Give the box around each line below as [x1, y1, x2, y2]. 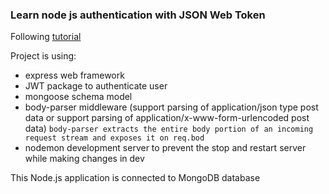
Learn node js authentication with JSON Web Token [10, 8, 266, 22]
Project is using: [10, 50, 77, 62]
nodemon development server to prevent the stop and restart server [24, 142, 307, 154]
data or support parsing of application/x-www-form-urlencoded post [24, 112, 310, 124]
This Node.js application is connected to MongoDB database [10, 172, 261, 184]
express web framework [24, 69, 125, 82]
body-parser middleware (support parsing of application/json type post [24, 101, 319, 113]
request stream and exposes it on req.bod [24, 133, 205, 143]
